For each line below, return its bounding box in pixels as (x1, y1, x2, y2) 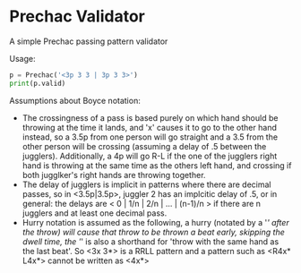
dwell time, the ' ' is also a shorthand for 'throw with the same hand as (21, 235, 279, 247)
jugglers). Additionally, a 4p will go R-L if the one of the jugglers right (21, 150, 278, 161)
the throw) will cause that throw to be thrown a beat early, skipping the (21, 226, 285, 237)
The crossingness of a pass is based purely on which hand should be (21, 112, 279, 123)
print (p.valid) (9, 79, 66, 88)
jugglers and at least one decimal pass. (21, 208, 168, 218)
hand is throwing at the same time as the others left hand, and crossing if (21, 159, 292, 171)
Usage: (9, 53, 36, 64)
